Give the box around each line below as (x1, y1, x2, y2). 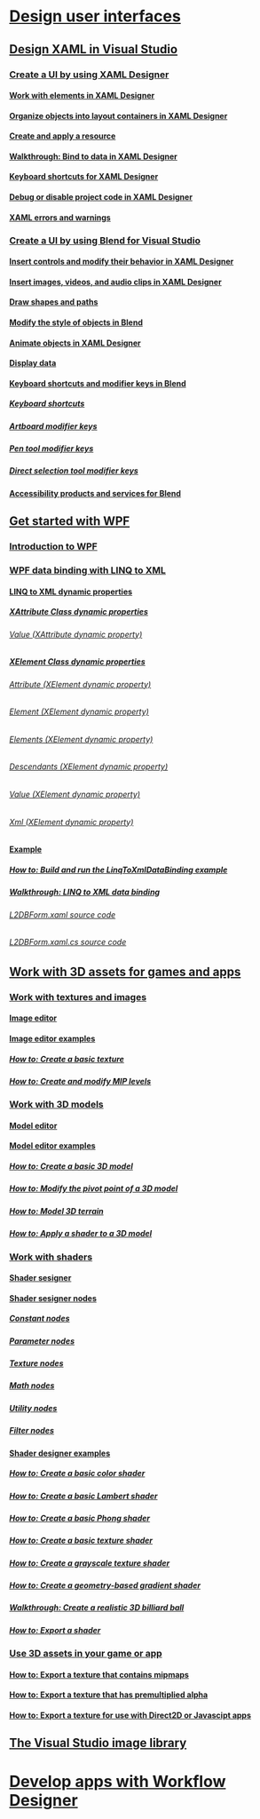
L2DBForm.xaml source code (9, 909, 116, 920)
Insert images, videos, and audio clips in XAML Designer (9, 276, 222, 287)
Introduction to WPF (9, 540, 98, 552)
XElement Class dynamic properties (9, 656, 146, 667)
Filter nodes (9, 1426, 55, 1436)
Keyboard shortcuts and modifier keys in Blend (9, 377, 186, 388)
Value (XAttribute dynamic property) (9, 629, 143, 639)
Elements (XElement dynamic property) (9, 734, 154, 744)
